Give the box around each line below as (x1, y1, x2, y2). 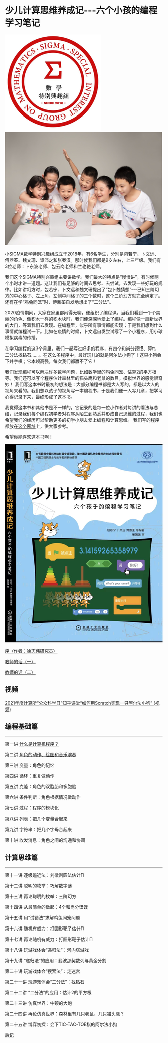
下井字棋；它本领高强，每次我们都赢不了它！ (5, 358, 97, 364)
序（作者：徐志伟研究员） (5, 648, 58, 654)
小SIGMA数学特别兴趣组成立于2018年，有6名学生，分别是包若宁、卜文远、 (5, 251, 159, 257)
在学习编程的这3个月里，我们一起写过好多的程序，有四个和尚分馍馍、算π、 (5, 345, 160, 352)
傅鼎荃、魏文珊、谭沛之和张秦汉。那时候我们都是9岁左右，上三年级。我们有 (5, 257, 161, 263)
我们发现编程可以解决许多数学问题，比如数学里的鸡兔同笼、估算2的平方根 (5, 369, 157, 375)
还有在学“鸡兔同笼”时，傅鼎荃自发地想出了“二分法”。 (5, 299, 114, 305)
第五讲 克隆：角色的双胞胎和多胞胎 (5, 784, 76, 790)
